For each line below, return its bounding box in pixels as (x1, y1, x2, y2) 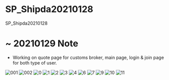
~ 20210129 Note (5, 38, 78, 49)
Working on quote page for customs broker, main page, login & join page (12, 54, 164, 60)
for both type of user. (12, 59, 57, 66)
